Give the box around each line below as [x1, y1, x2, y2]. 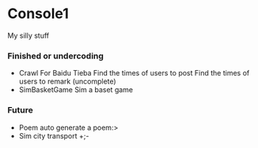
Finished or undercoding [7, 50, 104, 61]
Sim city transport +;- [18, 131, 89, 140]
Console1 [7, 5, 69, 23]
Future [7, 105, 33, 116]
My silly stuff [7, 31, 50, 40]
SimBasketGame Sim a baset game [18, 85, 134, 94]
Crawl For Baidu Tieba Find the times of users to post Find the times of [18, 68, 250, 78]
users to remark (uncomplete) [18, 76, 116, 87]
